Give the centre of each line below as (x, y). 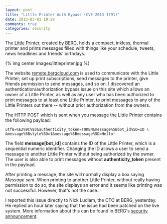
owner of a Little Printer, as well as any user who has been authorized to (80, 95)
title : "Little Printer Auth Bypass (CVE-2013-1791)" (63, 15)
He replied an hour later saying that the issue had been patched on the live (82, 206)
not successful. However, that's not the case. (52, 191)
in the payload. (21, 165)
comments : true (21, 24)
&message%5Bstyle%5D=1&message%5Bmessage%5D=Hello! (60, 134)
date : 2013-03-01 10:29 (30, 19)
